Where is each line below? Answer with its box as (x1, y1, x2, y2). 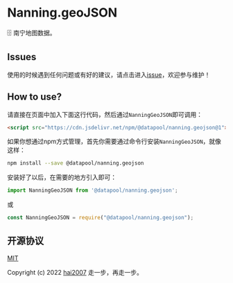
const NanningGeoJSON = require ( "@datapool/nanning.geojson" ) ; (7, 214, 194, 221)
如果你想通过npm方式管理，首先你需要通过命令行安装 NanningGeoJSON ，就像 (7, 137, 222, 146)
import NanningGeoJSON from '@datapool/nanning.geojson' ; (7, 187, 178, 194)
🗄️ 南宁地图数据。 (7, 28, 56, 37)
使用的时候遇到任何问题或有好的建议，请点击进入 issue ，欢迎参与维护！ (7, 71, 211, 79)
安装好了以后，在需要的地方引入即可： (7, 173, 116, 181)
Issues (7, 51, 37, 63)
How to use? (7, 91, 62, 103)
